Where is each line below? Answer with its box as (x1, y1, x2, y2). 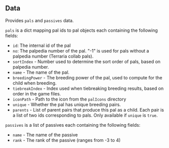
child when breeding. (12, 80, 57, 86)
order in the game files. (12, 90, 62, 96)
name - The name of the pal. (12, 69, 70, 75)
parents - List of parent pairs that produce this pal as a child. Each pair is (12, 107, 164, 113)
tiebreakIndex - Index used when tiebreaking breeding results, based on (12, 85, 164, 91)
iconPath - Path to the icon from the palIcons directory (12, 96, 127, 102)
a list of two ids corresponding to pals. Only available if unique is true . (12, 112, 158, 118)
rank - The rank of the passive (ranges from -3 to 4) (12, 137, 121, 143)
